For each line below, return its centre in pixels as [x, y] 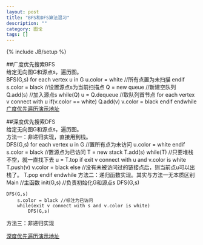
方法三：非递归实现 [30, 223]
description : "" [27, 23]
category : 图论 [25, 29]
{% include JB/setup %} [36, 52]
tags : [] [17, 35]
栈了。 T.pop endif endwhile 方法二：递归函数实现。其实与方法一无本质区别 [101, 175]
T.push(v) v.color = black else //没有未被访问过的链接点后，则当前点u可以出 [101, 167]
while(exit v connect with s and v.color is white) [84, 206]
